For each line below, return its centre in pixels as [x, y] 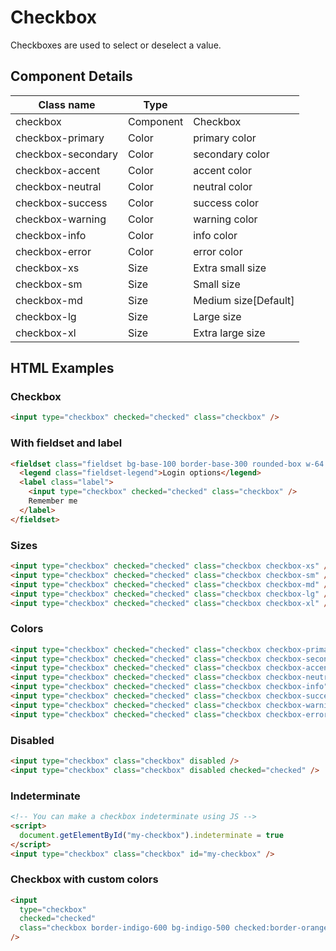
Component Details [71, 76]
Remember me [53, 501]
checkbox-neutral [58, 186]
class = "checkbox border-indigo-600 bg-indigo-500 [124, 928]
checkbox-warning [61, 219]
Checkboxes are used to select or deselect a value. [116, 45]
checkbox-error [53, 251]
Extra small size [230, 268]
